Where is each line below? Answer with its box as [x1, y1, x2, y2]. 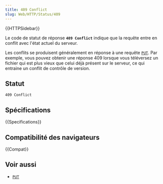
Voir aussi [5, 160, 36, 169]
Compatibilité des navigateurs [5, 133, 100, 142]
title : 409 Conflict [5, 7, 48, 12]
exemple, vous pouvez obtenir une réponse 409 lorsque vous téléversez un [5, 55, 159, 61]
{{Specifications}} [5, 119, 42, 125]
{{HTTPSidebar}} [5, 25, 40, 31]
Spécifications [5, 106, 51, 114]
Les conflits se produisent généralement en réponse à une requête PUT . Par [5, 50, 158, 56]
